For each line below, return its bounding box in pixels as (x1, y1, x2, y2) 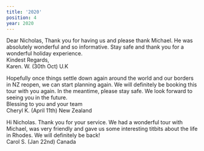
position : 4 (6, 15, 37, 21)
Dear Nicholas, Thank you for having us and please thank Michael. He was (6, 37, 193, 44)
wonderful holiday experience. (6, 50, 83, 57)
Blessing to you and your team (6, 100, 83, 108)
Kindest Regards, (6, 56, 50, 64)
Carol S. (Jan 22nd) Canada (6, 138, 76, 146)
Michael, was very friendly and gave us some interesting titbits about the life (6, 125, 198, 133)
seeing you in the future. (6, 94, 68, 101)
